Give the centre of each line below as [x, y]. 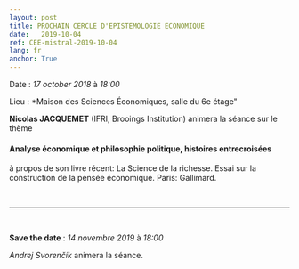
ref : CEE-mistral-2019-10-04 [63, 42]
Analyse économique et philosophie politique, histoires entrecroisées [141, 149]
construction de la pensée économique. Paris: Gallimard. [113, 178]
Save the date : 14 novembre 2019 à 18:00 [86, 238]
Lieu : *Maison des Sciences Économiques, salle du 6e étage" [123, 102]
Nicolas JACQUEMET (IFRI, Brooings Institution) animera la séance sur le [143, 118]
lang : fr [25, 51]
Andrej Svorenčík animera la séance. [77, 256]
